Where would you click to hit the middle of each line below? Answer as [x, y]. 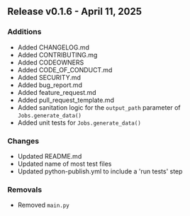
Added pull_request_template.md [66, 100]
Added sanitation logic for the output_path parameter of [99, 107]
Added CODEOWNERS [51, 62]
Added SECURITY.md [49, 77]
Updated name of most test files [65, 164]
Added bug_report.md [50, 85]
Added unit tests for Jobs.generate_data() [79, 123]
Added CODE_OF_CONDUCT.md [65, 69]
